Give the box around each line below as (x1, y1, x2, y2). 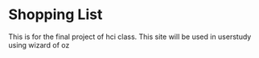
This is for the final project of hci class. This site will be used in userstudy (8, 32, 252, 41)
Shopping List (8, 6, 103, 24)
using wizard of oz (8, 40, 70, 49)
